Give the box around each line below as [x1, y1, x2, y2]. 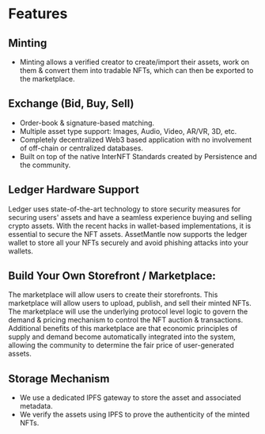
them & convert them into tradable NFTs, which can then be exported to [19, 66, 254, 75]
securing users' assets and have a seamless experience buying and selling [8, 212, 252, 222]
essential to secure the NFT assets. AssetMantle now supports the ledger [8, 229, 248, 238]
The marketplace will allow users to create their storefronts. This [8, 290, 218, 299]
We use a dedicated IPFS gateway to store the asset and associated [19, 393, 241, 402]
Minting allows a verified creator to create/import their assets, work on [19, 57, 250, 67]
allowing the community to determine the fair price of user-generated [8, 341, 235, 350]
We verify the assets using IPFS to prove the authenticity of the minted [19, 409, 250, 420]
